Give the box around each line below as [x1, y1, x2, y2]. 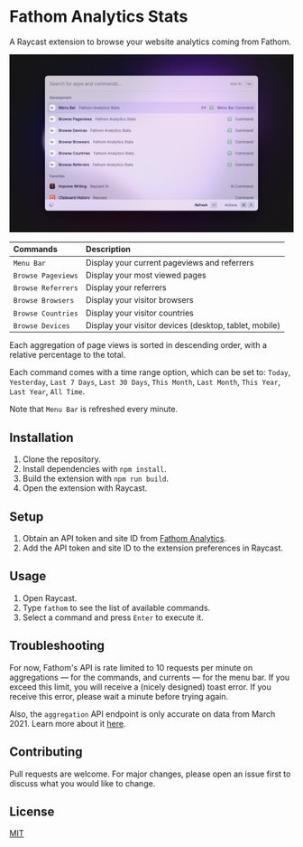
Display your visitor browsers [85, 295, 194, 306]
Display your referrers [85, 282, 167, 293]
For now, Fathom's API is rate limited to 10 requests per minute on [9, 662, 253, 673]
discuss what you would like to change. [9, 777, 156, 788]
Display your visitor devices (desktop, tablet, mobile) [85, 319, 281, 331]
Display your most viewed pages [85, 269, 207, 280]
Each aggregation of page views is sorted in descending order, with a [9, 340, 268, 351]
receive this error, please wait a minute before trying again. [9, 691, 229, 701]
